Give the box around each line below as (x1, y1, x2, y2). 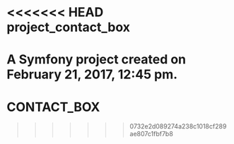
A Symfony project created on (6, 52, 187, 68)
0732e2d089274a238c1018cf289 (129, 122, 227, 131)
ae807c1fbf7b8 (129, 130, 174, 138)
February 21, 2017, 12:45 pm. (6, 66, 178, 83)
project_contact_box (6, 19, 131, 35)
